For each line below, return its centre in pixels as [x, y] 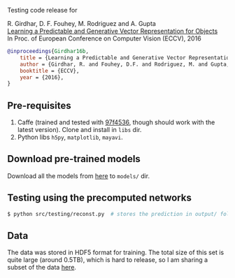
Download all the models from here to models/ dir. [79, 176]
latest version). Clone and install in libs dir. [79, 130]
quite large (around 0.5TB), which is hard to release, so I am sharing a [108, 260]
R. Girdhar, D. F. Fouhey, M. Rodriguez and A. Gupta [81, 23]
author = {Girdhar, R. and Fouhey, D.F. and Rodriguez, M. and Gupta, [125, 64]
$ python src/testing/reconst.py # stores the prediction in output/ [112, 214]
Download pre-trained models [74, 159]
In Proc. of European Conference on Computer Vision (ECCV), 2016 [104, 38]
